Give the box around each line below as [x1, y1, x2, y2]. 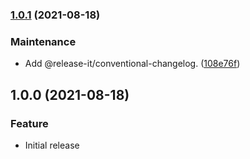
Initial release [24, 139, 80, 151]
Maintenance [10, 34, 77, 48]
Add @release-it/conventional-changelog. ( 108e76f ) [24, 58, 241, 70]
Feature [10, 116, 49, 130]
